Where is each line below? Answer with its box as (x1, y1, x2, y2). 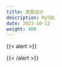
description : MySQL (6, 15, 56, 21)
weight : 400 (6, 26, 36, 32)
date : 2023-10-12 (6, 20, 50, 26)
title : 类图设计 (6, 9, 44, 15)
